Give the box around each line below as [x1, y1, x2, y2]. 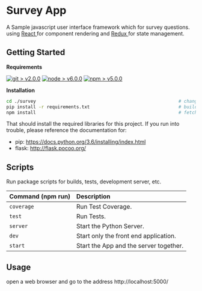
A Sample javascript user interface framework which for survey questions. [6, 23, 191, 31]
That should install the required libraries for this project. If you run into [6, 120, 180, 127]
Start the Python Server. [76, 222, 144, 230]
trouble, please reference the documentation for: [6, 127, 127, 134]
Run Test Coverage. [76, 203, 132, 211]
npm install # [6, 109, 182, 115]
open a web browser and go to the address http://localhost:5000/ [6, 278, 169, 285]
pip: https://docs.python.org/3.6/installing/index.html [14, 138, 146, 145]
